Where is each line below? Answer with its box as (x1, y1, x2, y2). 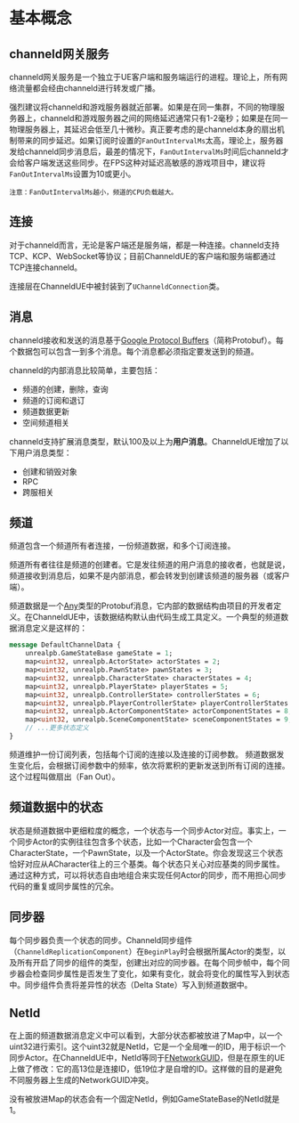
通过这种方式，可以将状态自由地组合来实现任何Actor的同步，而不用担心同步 (9, 869, 287, 880)
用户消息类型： (16, 447, 72, 458)
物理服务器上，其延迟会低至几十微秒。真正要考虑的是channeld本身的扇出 (9, 124, 278, 134)
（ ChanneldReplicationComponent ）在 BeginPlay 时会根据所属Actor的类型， (9, 946, 279, 956)
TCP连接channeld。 (9, 262, 83, 273)
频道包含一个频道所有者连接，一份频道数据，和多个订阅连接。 (9, 541, 236, 551)
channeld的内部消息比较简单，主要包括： (9, 364, 160, 375)
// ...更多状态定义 (25, 723, 89, 733)
